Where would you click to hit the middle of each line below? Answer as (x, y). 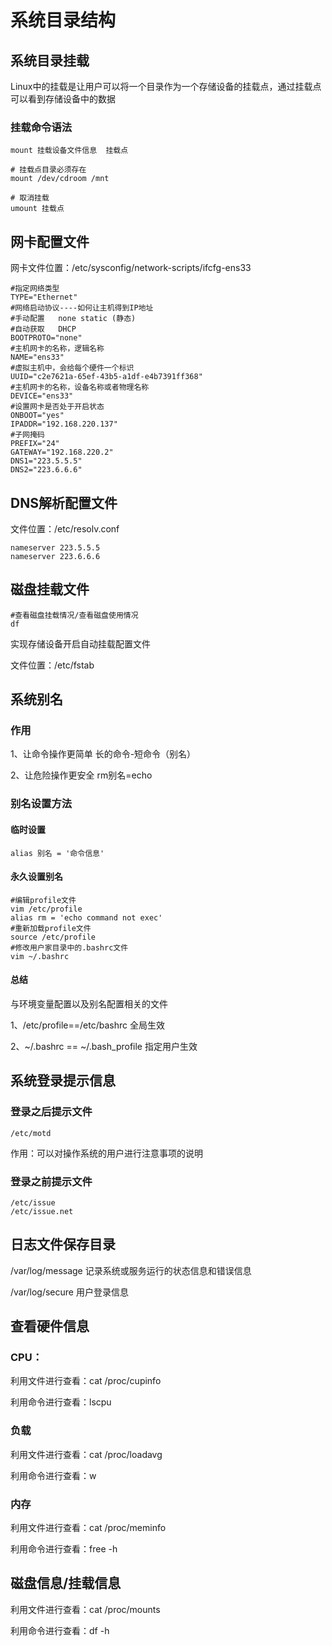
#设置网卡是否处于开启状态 (57, 407)
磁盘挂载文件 (50, 589)
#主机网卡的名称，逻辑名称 (57, 349)
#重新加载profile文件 (51, 928)
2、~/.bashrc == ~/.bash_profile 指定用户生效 (104, 1046)
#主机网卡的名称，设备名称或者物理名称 (80, 387)
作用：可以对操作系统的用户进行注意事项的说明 (106, 1153)
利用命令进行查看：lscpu (61, 1402)
